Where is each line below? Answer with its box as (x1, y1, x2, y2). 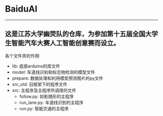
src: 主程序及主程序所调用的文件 (12, 87, 77, 93)
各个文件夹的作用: (5, 52, 41, 59)
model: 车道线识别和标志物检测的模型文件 (12, 69, 96, 75)
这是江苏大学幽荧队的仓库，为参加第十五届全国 (5, 30, 146, 38)
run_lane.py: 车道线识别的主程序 (19, 99, 84, 105)
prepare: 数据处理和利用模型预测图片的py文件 (12, 75, 103, 81)
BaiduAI (5, 3, 38, 15)
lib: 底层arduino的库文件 (12, 63, 60, 69)
